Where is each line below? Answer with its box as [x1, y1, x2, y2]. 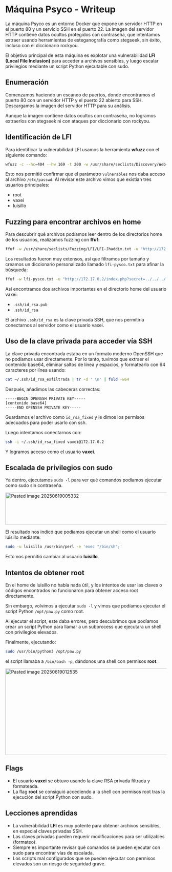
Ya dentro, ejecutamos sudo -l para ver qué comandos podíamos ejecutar [5, 477, 162, 483]
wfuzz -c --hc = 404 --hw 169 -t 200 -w [5, 161, 88, 167]
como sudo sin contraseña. [5, 482, 63, 489]
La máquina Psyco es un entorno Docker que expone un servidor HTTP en [5, 21, 162, 27]
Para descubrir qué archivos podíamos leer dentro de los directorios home [5, 231, 162, 237]
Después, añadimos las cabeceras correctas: [5, 386, 101, 392]
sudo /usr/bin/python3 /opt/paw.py [5, 649, 81, 654]
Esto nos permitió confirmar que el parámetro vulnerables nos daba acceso [5, 171, 165, 177]
